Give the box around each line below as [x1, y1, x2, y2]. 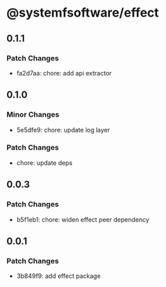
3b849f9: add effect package [16, 272, 101, 280]
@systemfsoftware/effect [6, 5, 160, 21]
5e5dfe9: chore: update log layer [16, 125, 110, 134]
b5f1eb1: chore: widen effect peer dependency [16, 215, 149, 223]
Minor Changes [6, 110, 59, 119]
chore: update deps [16, 158, 73, 167]
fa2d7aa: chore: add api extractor [16, 69, 112, 77]
